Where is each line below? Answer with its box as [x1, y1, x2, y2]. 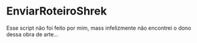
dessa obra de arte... [6, 30, 59, 38]
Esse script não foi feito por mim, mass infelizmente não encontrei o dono [6, 24, 192, 31]
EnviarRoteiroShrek [6, 4, 107, 18]
